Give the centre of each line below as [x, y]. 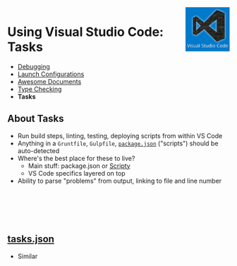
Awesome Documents [49, 81]
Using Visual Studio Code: [86, 32]
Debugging [34, 66]
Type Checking [39, 89]
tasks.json [31, 239]
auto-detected [38, 150]
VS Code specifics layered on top [77, 173]
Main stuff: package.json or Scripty [79, 166]
